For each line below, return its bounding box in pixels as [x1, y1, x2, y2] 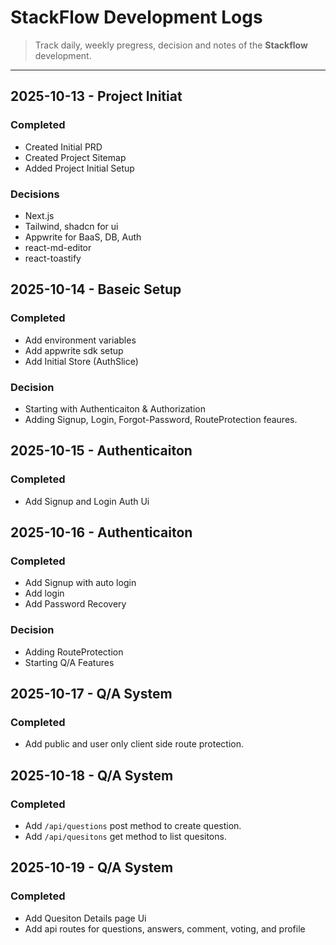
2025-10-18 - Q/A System [10, 767, 174, 784]
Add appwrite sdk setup [24, 344, 124, 356]
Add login [24, 587, 65, 600]
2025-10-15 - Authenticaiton [10, 442, 193, 460]
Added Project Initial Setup [24, 162, 135, 174]
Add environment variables [24, 334, 137, 346]
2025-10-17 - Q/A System [10, 685, 173, 702]
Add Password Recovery [24, 598, 127, 610]
